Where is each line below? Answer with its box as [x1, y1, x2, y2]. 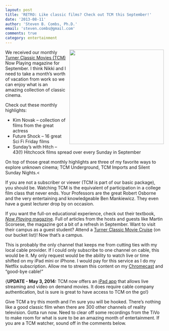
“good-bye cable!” [5, 268, 44, 275]
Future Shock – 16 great [12, 133, 62, 139]
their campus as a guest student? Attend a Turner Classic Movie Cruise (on [5, 226, 161, 232]
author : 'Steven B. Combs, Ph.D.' [5, 21, 78, 27]
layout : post [5, 7, 33, 13]
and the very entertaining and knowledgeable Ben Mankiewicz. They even [5, 195, 159, 202]
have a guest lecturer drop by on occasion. [5, 201, 95, 207]
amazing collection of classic [5, 87, 65, 93]
